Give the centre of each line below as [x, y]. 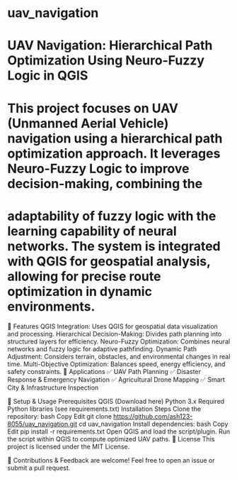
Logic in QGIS [48, 76]
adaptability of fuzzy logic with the [112, 216]
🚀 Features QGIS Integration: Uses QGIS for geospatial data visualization [112, 326]
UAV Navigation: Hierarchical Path [110, 46]
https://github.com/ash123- [153, 416]
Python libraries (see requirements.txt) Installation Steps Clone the [104, 409]
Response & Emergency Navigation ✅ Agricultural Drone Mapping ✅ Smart [116, 379]
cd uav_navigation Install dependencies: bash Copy [154, 424]
